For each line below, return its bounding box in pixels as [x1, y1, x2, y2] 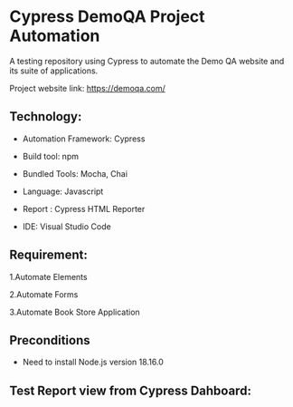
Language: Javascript [22, 186, 104, 197]
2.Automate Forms [9, 288, 79, 300]
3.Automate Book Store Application [9, 306, 140, 317]
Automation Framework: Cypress [22, 133, 146, 144]
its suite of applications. [9, 65, 99, 76]
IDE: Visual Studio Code [22, 220, 111, 232]
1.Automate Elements [9, 271, 88, 282]
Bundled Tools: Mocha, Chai [22, 168, 128, 179]
